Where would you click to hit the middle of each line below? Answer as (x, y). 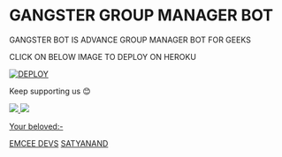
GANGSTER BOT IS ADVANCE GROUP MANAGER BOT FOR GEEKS (130, 40)
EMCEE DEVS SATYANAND (59, 143)
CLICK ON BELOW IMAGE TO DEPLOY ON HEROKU (103, 56)
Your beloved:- (36, 126)
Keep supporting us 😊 (50, 91)
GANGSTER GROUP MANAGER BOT (141, 15)
